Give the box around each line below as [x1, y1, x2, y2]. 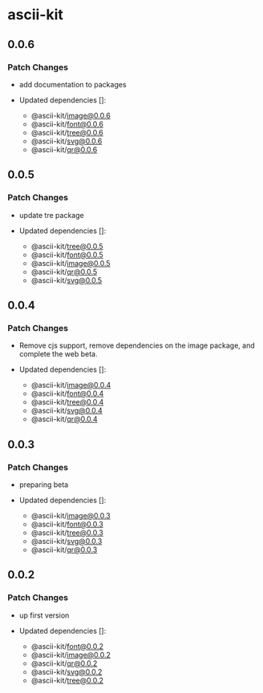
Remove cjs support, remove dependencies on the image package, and [18, 340, 256, 350]
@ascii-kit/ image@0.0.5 [30, 258, 111, 268]
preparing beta [18, 479, 69, 490]
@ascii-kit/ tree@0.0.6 [30, 127, 103, 137]
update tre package [18, 210, 85, 220]
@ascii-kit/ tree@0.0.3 [30, 527, 103, 538]
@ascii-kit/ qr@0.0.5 [30, 267, 98, 276]
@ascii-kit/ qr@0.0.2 [30, 659, 98, 668]
